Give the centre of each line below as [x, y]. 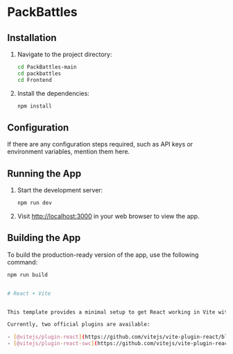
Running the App [44, 173]
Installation [32, 38]
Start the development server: [60, 190]
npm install [34, 106]
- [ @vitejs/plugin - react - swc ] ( [52, 344]
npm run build [28, 275]
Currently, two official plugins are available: [79, 324]
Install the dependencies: [53, 93]
